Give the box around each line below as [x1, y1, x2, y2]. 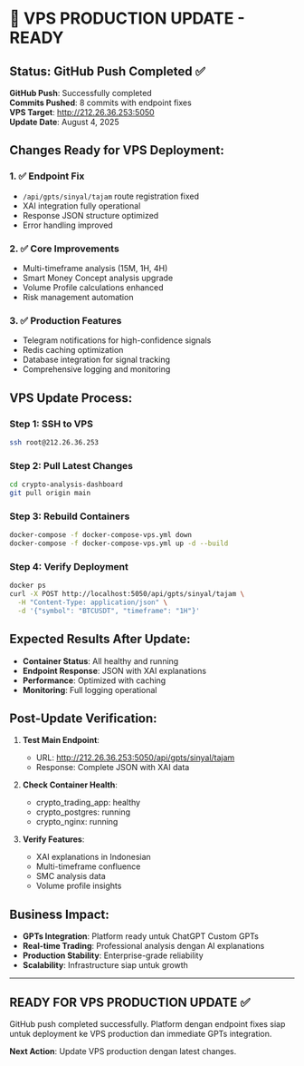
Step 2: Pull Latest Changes [9, 459, 134, 472]
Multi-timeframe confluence [35, 861, 141, 872]
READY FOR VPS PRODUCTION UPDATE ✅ [9, 994, 251, 1010]
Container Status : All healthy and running [22, 655, 179, 666]
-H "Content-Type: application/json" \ [17, 598, 168, 607]
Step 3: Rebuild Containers [9, 510, 130, 523]
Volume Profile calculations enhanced [22, 281, 165, 293]
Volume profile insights [35, 880, 122, 892]
